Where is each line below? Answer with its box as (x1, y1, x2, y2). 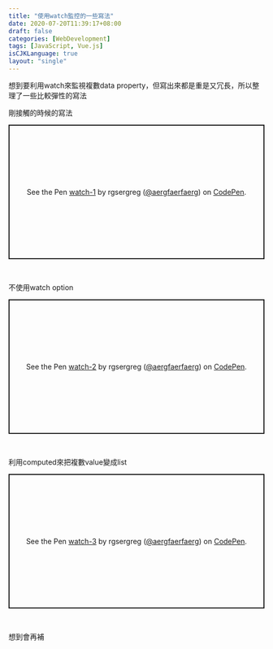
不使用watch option (8, 282, 74, 292)
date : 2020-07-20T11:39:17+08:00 (8, 19, 122, 28)
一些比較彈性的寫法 (22, 90, 87, 100)
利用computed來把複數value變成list (8, 456, 128, 467)
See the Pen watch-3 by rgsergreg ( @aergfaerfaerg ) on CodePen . (25, 536, 248, 546)
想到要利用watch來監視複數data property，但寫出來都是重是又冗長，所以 (8, 80, 253, 90)
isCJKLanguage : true (8, 50, 79, 58)
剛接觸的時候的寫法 (8, 107, 73, 118)
